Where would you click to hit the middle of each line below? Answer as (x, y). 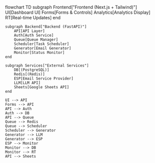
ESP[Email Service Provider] (44, 79)
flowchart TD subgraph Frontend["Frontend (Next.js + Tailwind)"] (71, 7)
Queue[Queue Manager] (36, 40)
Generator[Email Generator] (43, 48)
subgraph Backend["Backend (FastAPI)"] (46, 27)
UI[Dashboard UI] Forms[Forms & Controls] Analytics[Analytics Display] (78, 12)
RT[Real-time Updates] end (33, 18)
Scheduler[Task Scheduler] (42, 44)
